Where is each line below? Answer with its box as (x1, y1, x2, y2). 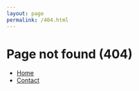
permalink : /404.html (6, 17, 69, 23)
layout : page (6, 10, 44, 17)
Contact (16, 77, 39, 85)
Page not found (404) (6, 46, 133, 62)
